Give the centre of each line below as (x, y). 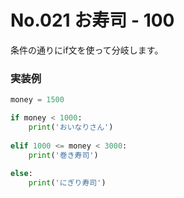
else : (21, 174)
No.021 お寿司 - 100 (92, 20)
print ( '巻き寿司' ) (63, 155)
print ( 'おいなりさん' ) (71, 127)
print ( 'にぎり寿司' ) (67, 183)
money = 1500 (37, 100)
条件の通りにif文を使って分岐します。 (87, 50)
